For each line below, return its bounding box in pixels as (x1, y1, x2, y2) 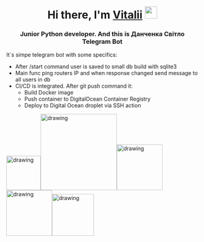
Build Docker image (24, 89, 74, 96)
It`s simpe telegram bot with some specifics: (6, 51, 118, 59)
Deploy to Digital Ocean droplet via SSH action (24, 102, 141, 109)
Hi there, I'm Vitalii (47, 8, 143, 22)
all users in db (15, 76, 51, 84)
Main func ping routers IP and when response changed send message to (15, 69, 198, 77)
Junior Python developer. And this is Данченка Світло (19, 30, 185, 38)
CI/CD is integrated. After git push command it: (15, 82, 133, 90)
